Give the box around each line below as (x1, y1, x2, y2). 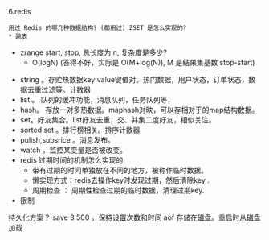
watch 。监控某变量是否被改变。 (19, 145, 127, 155)
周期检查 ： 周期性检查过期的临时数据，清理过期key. (31, 185, 205, 195)
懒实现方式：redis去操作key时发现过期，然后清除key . (31, 176, 210, 184)
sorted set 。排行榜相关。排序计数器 (19, 125, 141, 134)
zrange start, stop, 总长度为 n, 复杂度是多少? (19, 48, 167, 57)
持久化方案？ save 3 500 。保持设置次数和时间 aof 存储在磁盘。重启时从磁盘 (8, 213, 261, 222)
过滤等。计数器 (41, 85, 91, 94)
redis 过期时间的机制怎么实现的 (19, 155, 124, 164)
